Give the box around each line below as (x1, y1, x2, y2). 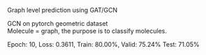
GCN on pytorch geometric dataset (7, 19, 108, 27)
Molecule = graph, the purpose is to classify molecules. (7, 27, 168, 35)
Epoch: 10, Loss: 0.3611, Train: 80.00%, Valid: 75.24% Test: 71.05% (7, 40, 200, 48)
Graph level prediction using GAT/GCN (7, 6, 118, 14)
